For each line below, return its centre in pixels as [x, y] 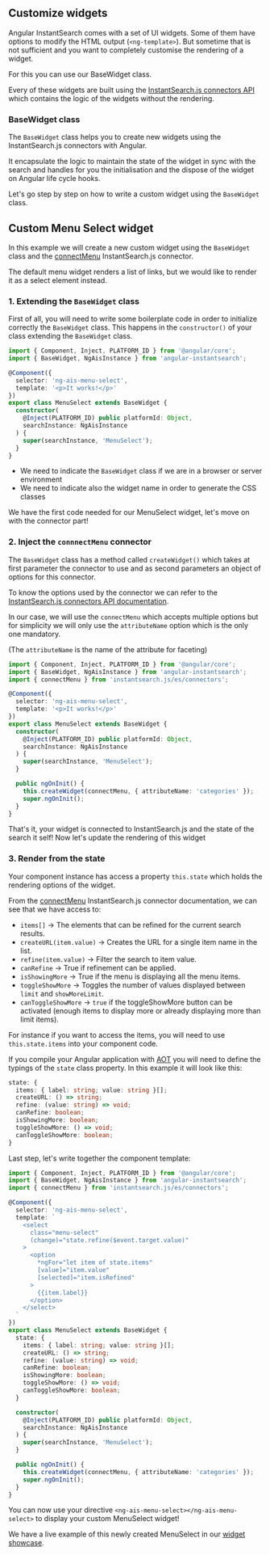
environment [41, 479]
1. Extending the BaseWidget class [74, 301]
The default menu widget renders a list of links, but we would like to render [133, 272]
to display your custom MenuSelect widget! [108, 1519]
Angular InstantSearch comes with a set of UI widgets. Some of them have [132, 32]
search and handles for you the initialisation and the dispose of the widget [131, 170]
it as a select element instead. [58, 280]
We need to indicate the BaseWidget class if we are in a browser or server [141, 471]
